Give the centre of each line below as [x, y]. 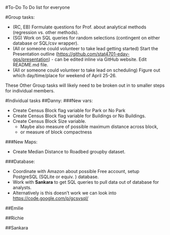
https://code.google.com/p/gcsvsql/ [50, 198]
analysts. [22, 188]
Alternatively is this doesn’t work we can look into [64, 193]
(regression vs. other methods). [46, 32]
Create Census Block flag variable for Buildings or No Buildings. [79, 116]
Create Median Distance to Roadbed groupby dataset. [69, 152]
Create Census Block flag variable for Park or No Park [69, 110]
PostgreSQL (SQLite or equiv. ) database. [56, 177]
